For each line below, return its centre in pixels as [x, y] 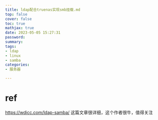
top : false [16, 14]
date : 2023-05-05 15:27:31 [33, 33]
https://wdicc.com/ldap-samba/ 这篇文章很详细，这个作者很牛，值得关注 [79, 112]
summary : [14, 42]
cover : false [19, 19]
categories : [17, 65]
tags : [11, 46]
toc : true [15, 23]
